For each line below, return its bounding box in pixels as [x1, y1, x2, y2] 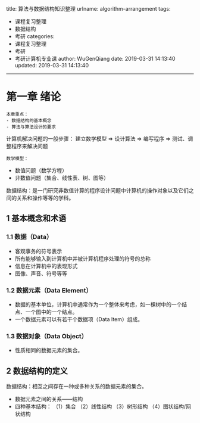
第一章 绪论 [6, 90, 61, 104]
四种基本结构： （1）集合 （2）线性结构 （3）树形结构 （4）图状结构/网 [14, 403, 192, 410]
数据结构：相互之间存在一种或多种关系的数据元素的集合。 [6, 383, 147, 390]
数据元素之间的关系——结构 [14, 396, 83, 403]
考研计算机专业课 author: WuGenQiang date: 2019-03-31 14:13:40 [14, 55, 176, 62]
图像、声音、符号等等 [14, 270, 67, 277]
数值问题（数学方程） [14, 166, 67, 174]
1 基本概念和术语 [6, 213, 67, 223]
